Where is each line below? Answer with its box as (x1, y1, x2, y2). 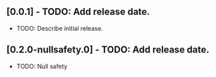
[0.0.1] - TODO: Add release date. (6, 6, 150, 18)
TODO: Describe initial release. (16, 24, 103, 32)
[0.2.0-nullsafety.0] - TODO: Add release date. (6, 44, 210, 56)
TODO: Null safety (16, 62, 68, 70)
